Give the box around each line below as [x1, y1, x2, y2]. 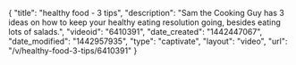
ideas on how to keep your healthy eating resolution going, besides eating [8, 17, 281, 28]
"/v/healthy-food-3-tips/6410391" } [8, 45, 138, 56]
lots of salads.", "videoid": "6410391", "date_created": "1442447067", [8, 27, 263, 37]
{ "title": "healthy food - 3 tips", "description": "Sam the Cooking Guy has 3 [8, 8, 285, 18]
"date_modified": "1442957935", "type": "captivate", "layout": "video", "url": [8, 36, 288, 46]
